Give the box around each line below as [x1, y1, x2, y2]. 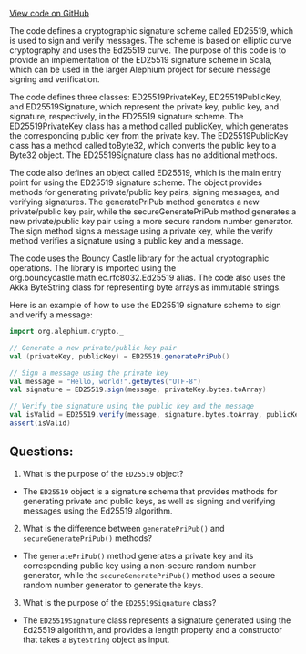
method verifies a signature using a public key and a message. [9, 235, 244, 245]
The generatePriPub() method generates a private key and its [22, 550, 254, 561]
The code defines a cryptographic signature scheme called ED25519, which [9, 26, 294, 36]
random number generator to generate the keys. [22, 579, 204, 590]
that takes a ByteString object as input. [22, 634, 170, 645]
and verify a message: [9, 309, 93, 320]
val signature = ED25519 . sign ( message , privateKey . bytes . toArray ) [9, 385, 267, 395]
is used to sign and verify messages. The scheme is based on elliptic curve [9, 36, 291, 46]
